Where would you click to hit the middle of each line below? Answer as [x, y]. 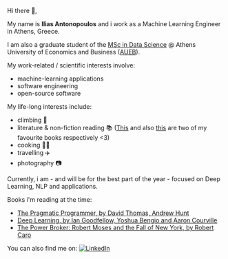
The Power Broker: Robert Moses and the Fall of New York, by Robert [115, 228]
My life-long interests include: [49, 106]
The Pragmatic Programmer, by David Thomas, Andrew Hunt [103, 213]
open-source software [49, 93]
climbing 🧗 [32, 120]
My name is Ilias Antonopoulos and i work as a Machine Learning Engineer [114, 24]
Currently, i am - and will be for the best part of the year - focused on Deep [114, 179]
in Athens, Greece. [33, 31]
